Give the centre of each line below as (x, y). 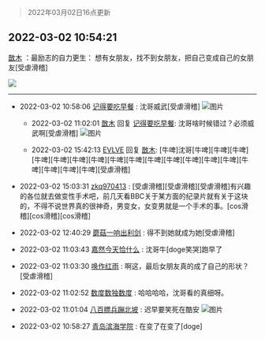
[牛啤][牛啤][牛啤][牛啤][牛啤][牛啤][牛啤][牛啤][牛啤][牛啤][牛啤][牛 (140, 159)
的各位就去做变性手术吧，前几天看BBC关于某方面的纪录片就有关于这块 (134, 196)
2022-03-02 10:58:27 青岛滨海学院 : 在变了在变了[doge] (111, 326)
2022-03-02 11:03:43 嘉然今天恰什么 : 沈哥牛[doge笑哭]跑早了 (121, 249)
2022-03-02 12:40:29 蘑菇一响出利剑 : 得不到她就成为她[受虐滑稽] (127, 233)
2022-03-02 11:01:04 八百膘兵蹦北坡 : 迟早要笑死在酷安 (109, 309)
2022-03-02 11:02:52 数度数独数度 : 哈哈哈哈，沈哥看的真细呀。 (124, 292)
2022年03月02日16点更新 (69, 12)
